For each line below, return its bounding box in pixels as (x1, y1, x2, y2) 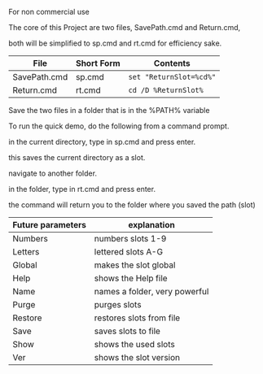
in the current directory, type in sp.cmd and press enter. (8, 137, 196, 146)
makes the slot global (94, 259, 176, 271)
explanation (128, 220, 175, 230)
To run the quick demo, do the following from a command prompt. (8, 121, 230, 131)
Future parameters (12, 220, 87, 230)
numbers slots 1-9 (94, 233, 167, 244)
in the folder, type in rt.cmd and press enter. (8, 185, 156, 194)
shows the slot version (94, 352, 181, 363)
